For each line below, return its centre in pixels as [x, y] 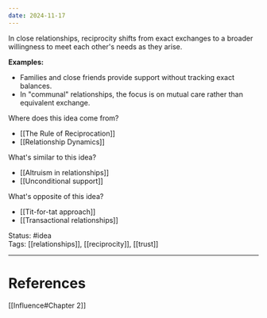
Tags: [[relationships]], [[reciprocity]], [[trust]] [83, 243]
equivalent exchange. [55, 102]
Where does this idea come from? [64, 118]
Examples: [26, 62]
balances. [36, 86]
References [47, 283]
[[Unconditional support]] [61, 181]
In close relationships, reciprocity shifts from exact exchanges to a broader [131, 38]
